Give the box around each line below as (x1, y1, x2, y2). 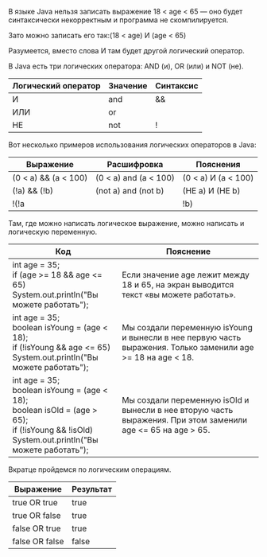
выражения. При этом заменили (122, 415, 248, 425)
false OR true (12, 523, 61, 534)
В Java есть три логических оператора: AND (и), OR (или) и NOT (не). (8, 61, 244, 71)
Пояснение (165, 246, 211, 257)
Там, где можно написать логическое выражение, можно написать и (8, 219, 245, 228)
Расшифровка (106, 159, 164, 169)
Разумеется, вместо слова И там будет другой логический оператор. (8, 46, 245, 55)
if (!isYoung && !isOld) (12, 425, 94, 435)
